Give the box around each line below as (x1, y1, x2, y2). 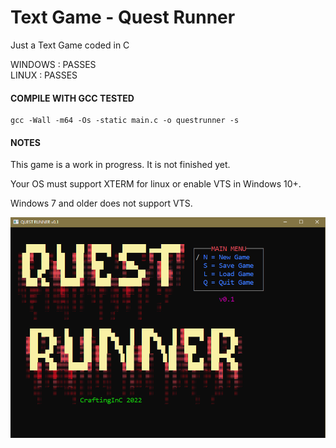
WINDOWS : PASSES (10, 58, 97, 70)
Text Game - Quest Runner (10, 6, 236, 29)
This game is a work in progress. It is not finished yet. (10, 159, 231, 171)
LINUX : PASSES (10, 69, 78, 81)
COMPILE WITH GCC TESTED (10, 92, 135, 104)
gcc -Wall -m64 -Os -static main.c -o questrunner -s (10, 116, 240, 126)
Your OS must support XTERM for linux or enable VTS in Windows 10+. (10, 178, 302, 190)
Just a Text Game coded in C (10, 39, 130, 51)
